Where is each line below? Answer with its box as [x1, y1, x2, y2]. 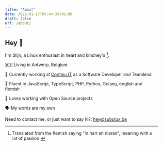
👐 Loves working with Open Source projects [5, 95, 93, 101]
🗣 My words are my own [5, 105, 55, 111]
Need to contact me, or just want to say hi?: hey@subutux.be [5, 116, 127, 122]
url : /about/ [5, 20, 32, 26]
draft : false [5, 16, 32, 21]
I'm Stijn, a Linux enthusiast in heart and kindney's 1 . [5, 51, 110, 58]
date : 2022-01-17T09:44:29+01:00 [5, 12, 73, 16]
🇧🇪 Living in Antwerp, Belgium [5, 62, 68, 67]
